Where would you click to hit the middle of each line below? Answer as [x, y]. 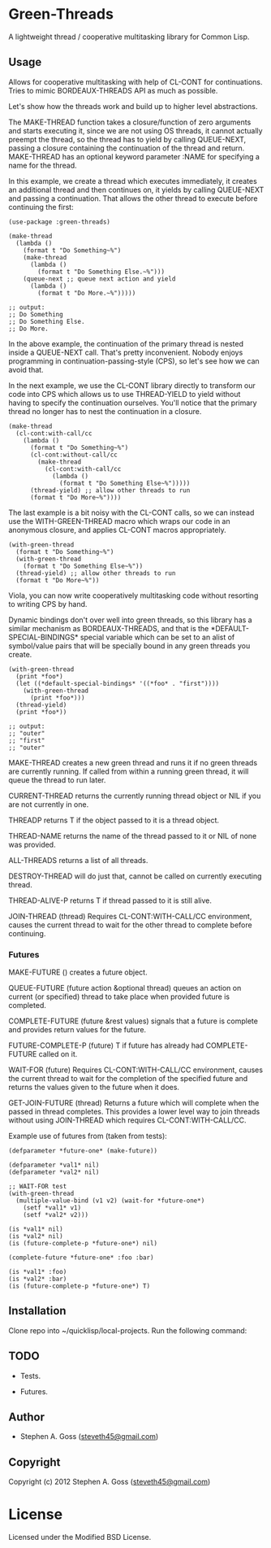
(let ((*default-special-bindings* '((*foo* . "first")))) [118, 683]
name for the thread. [43, 165]
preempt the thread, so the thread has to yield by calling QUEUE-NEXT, [127, 139]
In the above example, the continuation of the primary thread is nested [126, 343]
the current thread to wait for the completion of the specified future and [128, 1079]
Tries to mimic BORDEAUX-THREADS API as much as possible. [113, 90]
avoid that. [26, 369]
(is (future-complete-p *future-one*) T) [80, 1286]
